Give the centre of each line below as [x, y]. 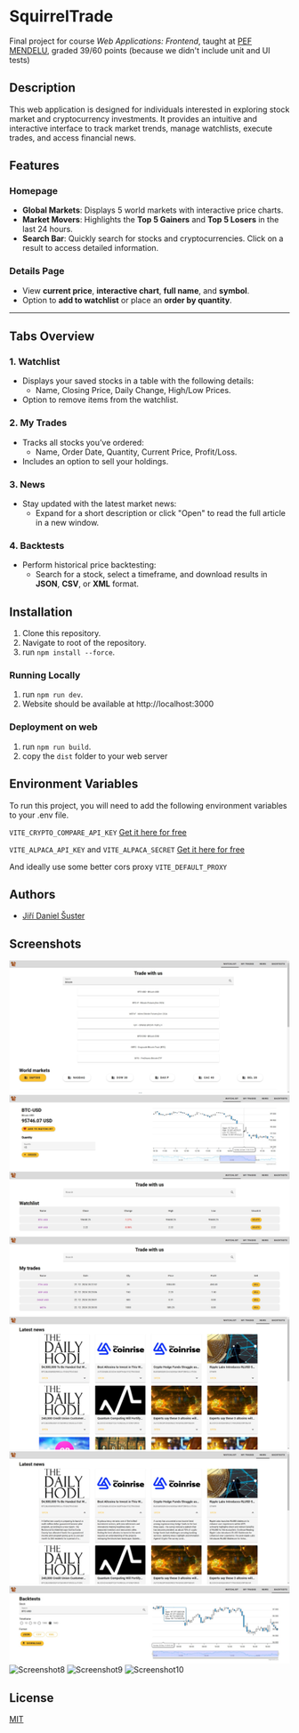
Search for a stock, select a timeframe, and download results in [151, 575]
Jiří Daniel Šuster [53, 916]
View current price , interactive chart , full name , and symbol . [136, 290]
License [32, 1698]
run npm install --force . [69, 652]
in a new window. [67, 523]
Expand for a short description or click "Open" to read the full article [161, 513]
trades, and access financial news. [73, 137]
